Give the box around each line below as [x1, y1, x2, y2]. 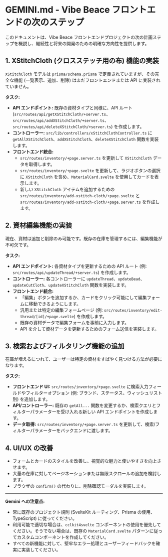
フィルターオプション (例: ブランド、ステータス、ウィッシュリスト [25, 390, 162, 396]
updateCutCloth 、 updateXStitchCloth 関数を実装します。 [12, 282, 129, 288]
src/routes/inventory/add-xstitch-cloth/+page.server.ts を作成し [19, 199, 160, 205]
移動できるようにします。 [28, 301, 81, 307]
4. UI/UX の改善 [5, 444, 53, 452]
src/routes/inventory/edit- [103, 308, 162, 313]
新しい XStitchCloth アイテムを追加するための [19, 186, 115, 192]
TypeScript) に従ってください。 [12, 515, 77, 521]
